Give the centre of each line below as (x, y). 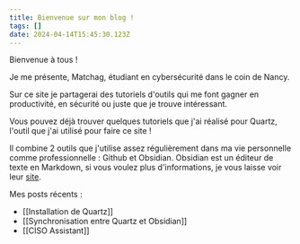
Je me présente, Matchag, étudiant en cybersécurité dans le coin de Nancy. (150, 77)
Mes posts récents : (46, 195)
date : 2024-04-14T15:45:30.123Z (70, 34)
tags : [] (26, 26)
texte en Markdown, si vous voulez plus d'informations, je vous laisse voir (146, 168)
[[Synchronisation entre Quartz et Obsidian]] (105, 222)
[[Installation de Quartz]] (68, 212)
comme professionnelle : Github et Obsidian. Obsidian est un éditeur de (141, 158)
